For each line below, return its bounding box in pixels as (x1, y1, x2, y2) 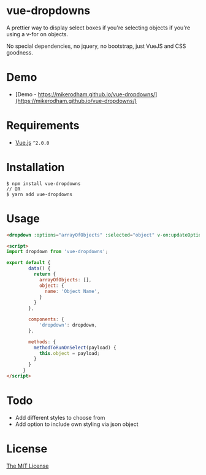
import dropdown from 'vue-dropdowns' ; (6, 249, 109, 255)
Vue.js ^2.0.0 (15, 139, 50, 146)
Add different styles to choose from (15, 414, 105, 421)
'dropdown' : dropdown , (39, 322, 97, 329)
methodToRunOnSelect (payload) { (33, 344, 116, 351)
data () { (28, 265, 51, 272)
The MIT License (6, 462, 49, 469)
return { (33, 271, 56, 278)
